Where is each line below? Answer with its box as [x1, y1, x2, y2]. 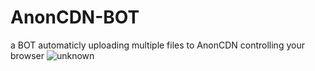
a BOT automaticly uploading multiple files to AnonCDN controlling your [10, 39, 305, 51]
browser [10, 49, 45, 61]
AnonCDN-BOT [10, 6, 140, 29]
